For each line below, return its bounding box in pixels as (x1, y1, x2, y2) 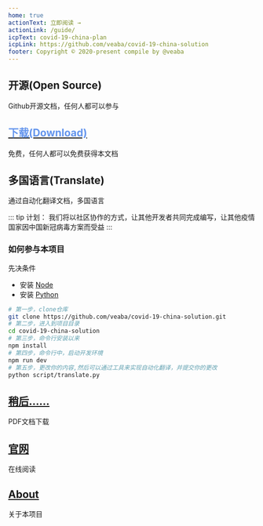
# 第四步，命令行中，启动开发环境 (8, 349, 104, 357)
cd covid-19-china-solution (8, 327, 100, 336)
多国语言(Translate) (8, 174, 104, 187)
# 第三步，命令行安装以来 (8, 335, 80, 343)
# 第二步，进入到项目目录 (8, 320, 80, 328)
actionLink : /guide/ (8, 26, 76, 34)
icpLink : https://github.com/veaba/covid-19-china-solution (8, 41, 210, 49)
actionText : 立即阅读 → (8, 19, 81, 27)
